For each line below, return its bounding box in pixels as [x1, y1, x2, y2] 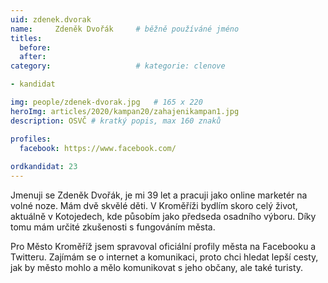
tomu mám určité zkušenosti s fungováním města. [10, 221, 216, 233]
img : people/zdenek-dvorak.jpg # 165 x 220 [10, 97, 203, 107]
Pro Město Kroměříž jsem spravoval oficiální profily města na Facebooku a [10, 241, 317, 252]
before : [19, 42, 52, 53]
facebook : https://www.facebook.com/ [19, 143, 177, 153]
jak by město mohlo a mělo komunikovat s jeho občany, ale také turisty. [10, 262, 304, 273]
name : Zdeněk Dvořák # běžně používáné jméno [10, 24, 240, 34]
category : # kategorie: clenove [10, 61, 226, 71]
